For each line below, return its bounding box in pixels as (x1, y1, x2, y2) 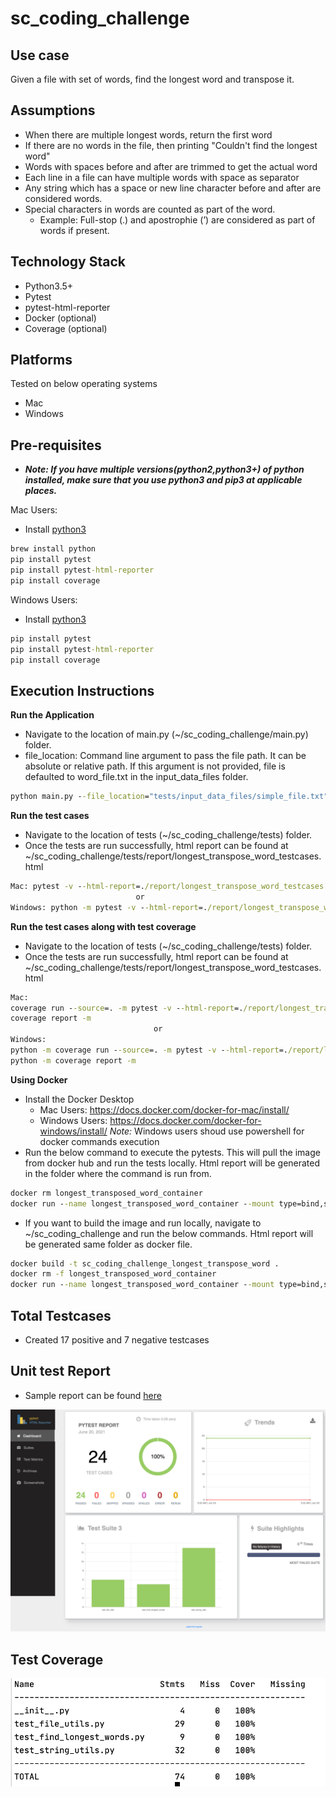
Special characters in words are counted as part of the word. (24, 203, 276, 215)
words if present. (39, 224, 110, 236)
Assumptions (10, 102, 96, 119)
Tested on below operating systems (10, 378, 158, 390)
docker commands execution (39, 1135, 160, 1147)
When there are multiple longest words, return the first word (24, 128, 273, 141)
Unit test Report (10, 1363, 112, 1380)
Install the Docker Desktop (24, 1093, 135, 1105)
